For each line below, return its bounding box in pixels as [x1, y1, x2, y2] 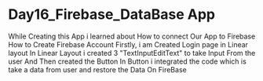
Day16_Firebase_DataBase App [8, 6, 216, 24]
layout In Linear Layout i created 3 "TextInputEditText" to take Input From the [8, 48, 256, 57]
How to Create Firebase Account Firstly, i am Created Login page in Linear [8, 39, 249, 49]
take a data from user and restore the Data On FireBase [8, 64, 187, 74]
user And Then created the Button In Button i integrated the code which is [8, 57, 247, 66]
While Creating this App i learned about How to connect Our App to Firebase [8, 31, 256, 41]
